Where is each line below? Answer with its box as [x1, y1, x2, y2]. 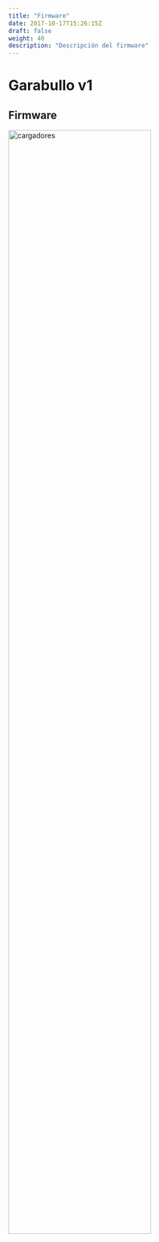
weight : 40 [8, 34, 45, 43]
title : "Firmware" [8, 11, 70, 20]
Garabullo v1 [8, 76, 93, 95]
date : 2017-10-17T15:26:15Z [8, 19, 103, 27]
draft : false [8, 27, 52, 35]
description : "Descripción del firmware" [8, 42, 149, 50]
